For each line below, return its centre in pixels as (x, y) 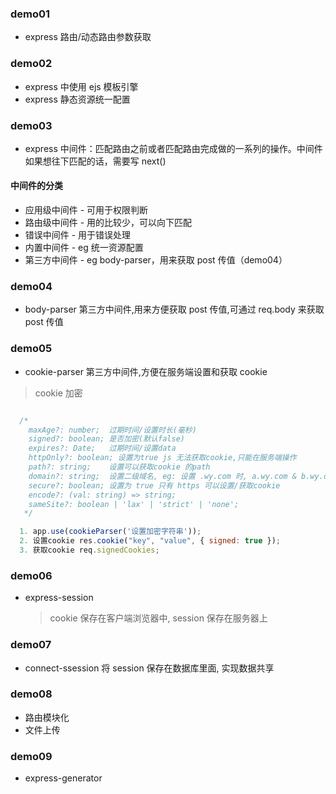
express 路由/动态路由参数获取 (88, 37)
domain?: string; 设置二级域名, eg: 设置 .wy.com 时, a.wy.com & (162, 476)
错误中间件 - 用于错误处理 (78, 235)
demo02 (31, 64)
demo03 (31, 125)
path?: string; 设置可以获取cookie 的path (119, 467)
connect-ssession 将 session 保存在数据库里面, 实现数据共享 (149, 668)
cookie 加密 (58, 393)
